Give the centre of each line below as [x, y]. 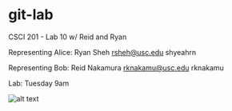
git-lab [31, 15]
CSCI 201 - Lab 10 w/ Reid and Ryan [68, 37]
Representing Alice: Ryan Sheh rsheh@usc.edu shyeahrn [102, 52]
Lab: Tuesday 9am [39, 83]
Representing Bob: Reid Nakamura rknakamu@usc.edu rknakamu [116, 67]
